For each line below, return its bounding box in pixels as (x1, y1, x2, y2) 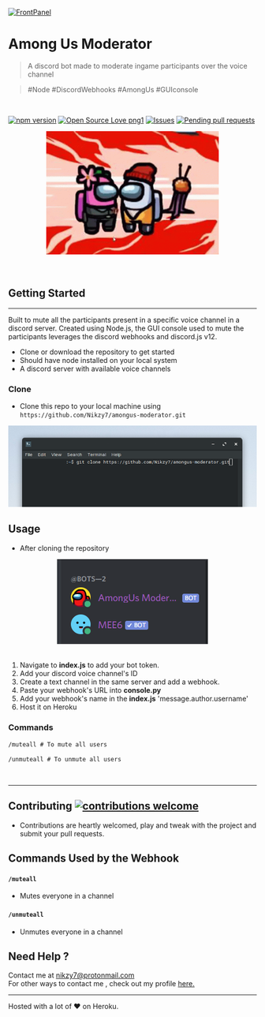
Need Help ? (8, 949, 69, 963)
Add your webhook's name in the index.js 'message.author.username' (19, 694, 248, 703)
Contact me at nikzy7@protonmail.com (8, 970, 135, 980)
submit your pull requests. (19, 828, 105, 838)
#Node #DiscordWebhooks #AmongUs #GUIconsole (27, 84, 199, 94)
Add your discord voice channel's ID (19, 668, 138, 678)
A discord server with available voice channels (19, 364, 171, 373)
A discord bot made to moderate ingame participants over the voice (27, 61, 248, 70)
